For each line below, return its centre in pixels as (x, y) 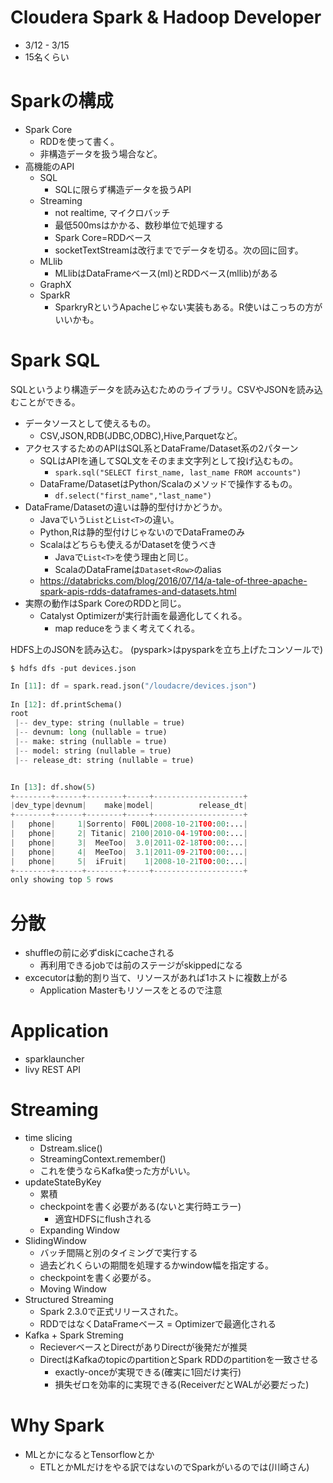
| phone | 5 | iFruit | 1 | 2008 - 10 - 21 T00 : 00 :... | (129, 861)
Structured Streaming (69, 1300)
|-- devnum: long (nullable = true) (91, 732)
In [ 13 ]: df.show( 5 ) (53, 787)
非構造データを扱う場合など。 (101, 153)
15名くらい (47, 57)
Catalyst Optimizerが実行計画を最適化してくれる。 (143, 615)
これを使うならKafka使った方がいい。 (117, 1171)
